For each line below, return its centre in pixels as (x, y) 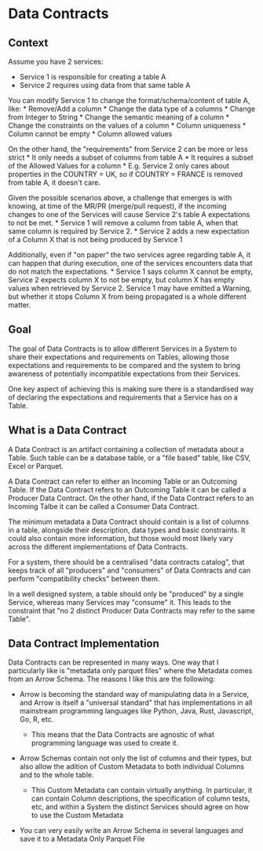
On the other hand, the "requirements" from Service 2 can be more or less (128, 149)
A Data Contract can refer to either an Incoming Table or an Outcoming (123, 481)
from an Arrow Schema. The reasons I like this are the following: (112, 679)
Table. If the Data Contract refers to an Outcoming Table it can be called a (128, 489)
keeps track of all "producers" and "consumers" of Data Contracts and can (130, 570)
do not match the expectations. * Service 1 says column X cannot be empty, (131, 271)
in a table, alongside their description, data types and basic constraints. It (127, 530)
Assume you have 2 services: (56, 61)
